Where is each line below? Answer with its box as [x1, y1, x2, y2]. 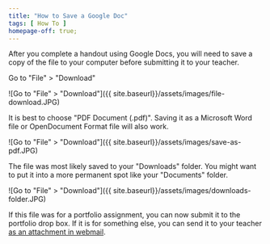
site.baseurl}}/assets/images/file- [112, 89, 225, 99]
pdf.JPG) [8, 146, 39, 156]
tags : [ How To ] [8, 19, 67, 27]
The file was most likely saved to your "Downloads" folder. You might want [8, 162, 257, 171]
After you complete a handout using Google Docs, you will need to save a [8, 49, 253, 59]
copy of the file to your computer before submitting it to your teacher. [8, 57, 240, 67]
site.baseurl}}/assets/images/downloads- [112, 186, 252, 196]
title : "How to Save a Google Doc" [8, 11, 129, 20]
